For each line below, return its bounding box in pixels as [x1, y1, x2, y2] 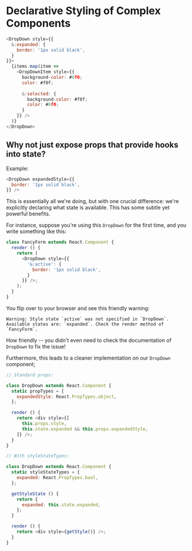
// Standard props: [6, 372, 54, 378]
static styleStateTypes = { [11, 469, 80, 475]
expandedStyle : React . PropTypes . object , [16, 393, 117, 400]
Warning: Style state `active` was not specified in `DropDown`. [6, 316, 169, 322]
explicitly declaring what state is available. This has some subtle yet [6, 204, 170, 211]
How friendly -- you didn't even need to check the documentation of [6, 337, 172, 344]
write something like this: [6, 228, 66, 235]
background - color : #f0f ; [27, 96, 88, 102]
